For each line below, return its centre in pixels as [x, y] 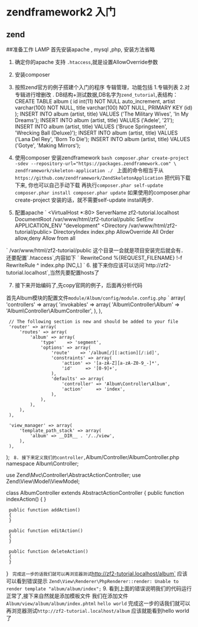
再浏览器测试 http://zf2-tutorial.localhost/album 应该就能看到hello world [98, 611]
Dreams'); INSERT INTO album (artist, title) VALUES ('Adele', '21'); [94, 120]
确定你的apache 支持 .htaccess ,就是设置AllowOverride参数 [86, 62]
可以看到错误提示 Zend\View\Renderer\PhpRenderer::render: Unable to [92, 581]
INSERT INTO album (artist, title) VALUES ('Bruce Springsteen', [91, 126]
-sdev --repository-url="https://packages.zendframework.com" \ [95, 164]
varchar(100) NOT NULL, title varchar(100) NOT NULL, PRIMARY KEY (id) [103, 108]
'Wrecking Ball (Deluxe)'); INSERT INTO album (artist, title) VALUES [96, 133]
